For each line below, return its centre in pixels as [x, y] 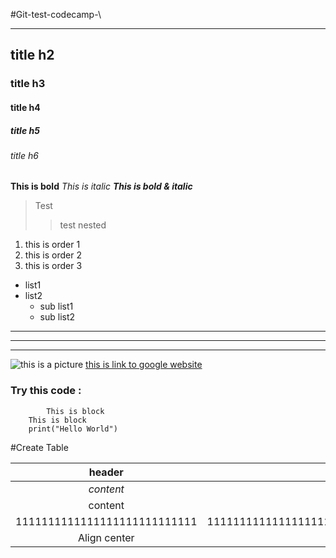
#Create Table [39, 447]
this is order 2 [53, 255]
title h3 [28, 84]
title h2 [32, 55]
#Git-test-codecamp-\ [56, 14]
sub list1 [56, 306]
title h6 [24, 155]
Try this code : [46, 391]
